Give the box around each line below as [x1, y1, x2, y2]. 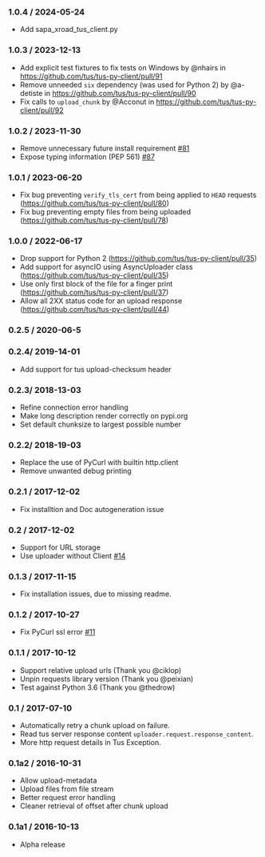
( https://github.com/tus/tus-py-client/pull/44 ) [19, 305, 170, 314]
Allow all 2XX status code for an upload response [19, 296, 183, 306]
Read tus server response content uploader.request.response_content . [19, 729, 254, 739]
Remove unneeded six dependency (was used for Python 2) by [19, 79, 229, 90]
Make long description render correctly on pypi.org [19, 411, 188, 420]
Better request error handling [19, 793, 116, 803]
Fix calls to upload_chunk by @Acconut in [19, 97, 155, 106]
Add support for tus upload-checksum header [19, 364, 172, 374]
